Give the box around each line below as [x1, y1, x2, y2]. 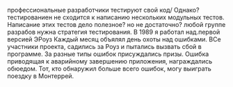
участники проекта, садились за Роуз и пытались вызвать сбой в [7, 43, 202, 50]
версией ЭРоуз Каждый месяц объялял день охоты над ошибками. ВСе [7, 35, 221, 43]
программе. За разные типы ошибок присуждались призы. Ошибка [7, 50, 209, 58]
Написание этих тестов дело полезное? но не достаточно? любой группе [7, 21, 226, 28]
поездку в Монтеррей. [7, 72, 74, 80]
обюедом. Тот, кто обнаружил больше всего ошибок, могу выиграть [7, 65, 212, 72]
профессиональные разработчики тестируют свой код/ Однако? [7, 6, 200, 14]
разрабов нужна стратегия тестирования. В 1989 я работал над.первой [7, 28, 220, 36]
